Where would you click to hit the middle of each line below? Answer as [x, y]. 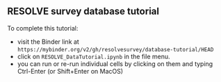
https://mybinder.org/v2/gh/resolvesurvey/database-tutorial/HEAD [115, 49]
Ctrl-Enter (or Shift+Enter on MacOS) [70, 71]
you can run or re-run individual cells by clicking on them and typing [115, 64]
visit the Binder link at [48, 42]
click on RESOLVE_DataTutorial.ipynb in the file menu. [93, 56]
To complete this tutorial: [43, 28]
